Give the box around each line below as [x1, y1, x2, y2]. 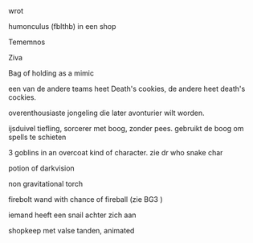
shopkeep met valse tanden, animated [8, 226, 135, 235]
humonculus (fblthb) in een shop [8, 22, 116, 31]
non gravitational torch [8, 179, 84, 188]
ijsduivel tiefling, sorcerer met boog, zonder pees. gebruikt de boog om [8, 124, 244, 133]
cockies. [8, 93, 37, 102]
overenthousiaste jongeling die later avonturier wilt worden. [8, 108, 205, 117]
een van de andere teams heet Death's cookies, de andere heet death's [8, 84, 246, 93]
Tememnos [8, 37, 46, 47]
